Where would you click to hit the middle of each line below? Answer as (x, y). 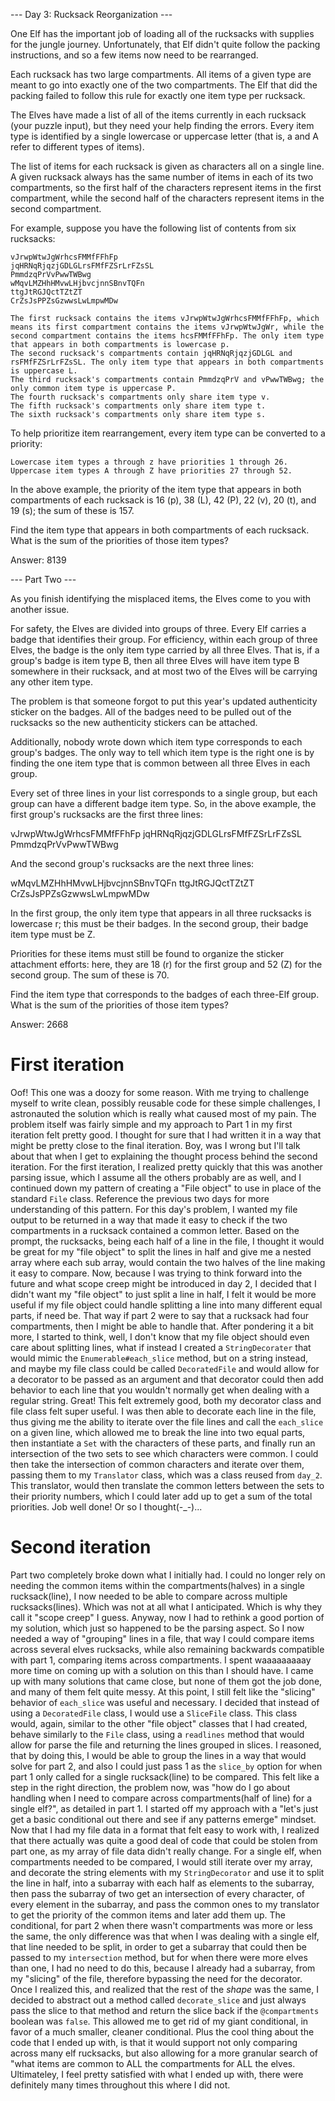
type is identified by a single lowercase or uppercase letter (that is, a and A (165, 136)
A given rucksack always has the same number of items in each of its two (162, 177)
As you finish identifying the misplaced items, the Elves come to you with (161, 598)
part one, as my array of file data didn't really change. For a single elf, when (166, 1851)
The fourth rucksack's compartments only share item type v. (140, 397)
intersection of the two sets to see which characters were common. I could (164, 1453)
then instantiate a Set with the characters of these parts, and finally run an (163, 1443)
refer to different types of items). (77, 147)
